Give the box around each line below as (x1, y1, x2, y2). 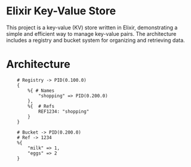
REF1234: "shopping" (38, 109, 90, 115)
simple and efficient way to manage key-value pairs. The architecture (6, 30, 177, 37)
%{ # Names (27, 88, 55, 94)
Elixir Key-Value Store (6, 4, 116, 18)
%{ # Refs (27, 103, 55, 109)
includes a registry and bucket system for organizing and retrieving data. (6, 36, 185, 44)
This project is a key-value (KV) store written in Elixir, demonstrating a (6, 24, 178, 31)
